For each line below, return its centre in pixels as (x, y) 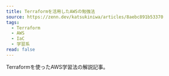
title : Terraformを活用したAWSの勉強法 (51, 11)
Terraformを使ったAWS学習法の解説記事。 (57, 67)
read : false (20, 50)
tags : (13, 22)
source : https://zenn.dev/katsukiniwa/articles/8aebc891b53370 (85, 17)
